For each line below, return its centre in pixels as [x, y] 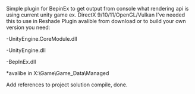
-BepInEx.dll [21, 62]
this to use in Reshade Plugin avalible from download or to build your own [96, 21]
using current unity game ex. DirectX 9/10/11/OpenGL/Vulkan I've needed [96, 15]
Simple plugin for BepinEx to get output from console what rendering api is [97, 9]
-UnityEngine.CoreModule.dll [42, 39]
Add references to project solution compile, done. [67, 85]
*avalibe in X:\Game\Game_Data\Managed [58, 73]
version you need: [28, 27]
